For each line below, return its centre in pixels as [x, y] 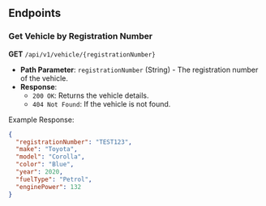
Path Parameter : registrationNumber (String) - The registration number [139, 69]
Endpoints [35, 13]
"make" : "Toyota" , [47, 149]
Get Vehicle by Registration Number [80, 36]
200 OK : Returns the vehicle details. [90, 95]
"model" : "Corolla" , [50, 157]
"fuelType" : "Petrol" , [54, 179]
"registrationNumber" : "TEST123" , [74, 142]
